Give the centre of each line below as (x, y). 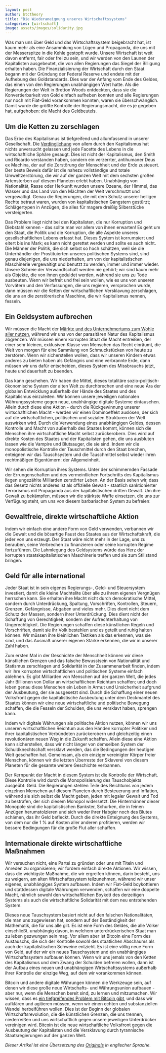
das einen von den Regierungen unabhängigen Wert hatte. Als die (72, 84)
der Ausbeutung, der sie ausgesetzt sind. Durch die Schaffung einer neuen (82, 692)
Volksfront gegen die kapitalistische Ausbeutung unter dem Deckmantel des (83, 698)
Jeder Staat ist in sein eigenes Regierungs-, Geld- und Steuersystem (75, 588)
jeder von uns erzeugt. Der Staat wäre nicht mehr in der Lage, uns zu (75, 539)
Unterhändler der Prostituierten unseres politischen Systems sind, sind (77, 253)
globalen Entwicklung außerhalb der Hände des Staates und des (71, 391)
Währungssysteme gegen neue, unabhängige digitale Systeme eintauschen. (83, 402)
